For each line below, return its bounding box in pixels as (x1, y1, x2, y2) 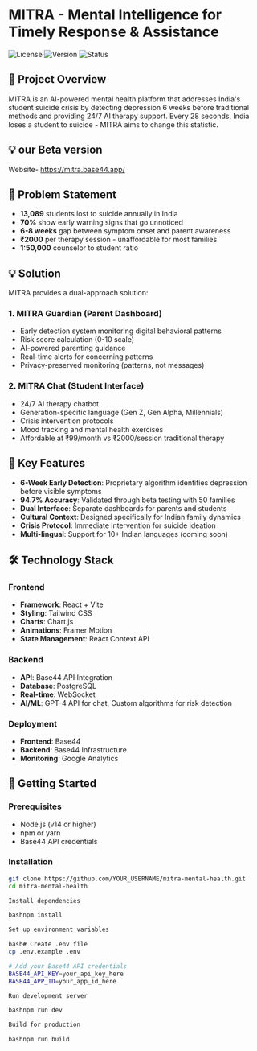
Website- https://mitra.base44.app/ (8, 164, 126, 174)
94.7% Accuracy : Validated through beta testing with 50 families (19, 495, 235, 505)
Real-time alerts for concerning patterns (19, 352, 153, 361)
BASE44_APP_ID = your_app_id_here (8, 977, 116, 985)
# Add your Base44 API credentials (8, 962, 128, 971)
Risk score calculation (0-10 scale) (19, 335, 135, 344)
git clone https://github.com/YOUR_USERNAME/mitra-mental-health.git (8, 875, 247, 883)
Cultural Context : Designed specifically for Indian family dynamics (19, 512, 241, 521)
